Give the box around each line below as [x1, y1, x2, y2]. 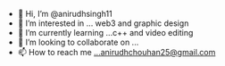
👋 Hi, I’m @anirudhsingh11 [17, 9, 113, 19]
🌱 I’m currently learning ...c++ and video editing [17, 28, 194, 37]
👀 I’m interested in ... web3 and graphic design [17, 18, 189, 29]
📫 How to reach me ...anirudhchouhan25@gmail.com [17, 47, 216, 57]
